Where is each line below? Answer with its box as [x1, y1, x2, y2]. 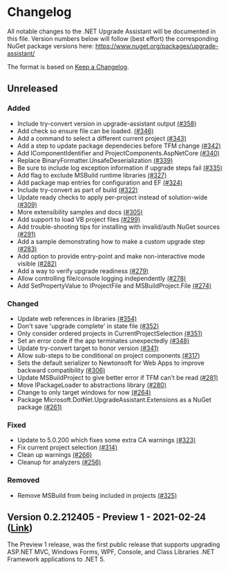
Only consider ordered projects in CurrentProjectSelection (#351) [17, 329, 202, 337]
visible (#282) [17, 259, 57, 268]
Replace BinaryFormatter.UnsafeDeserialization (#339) [17, 156, 173, 164]
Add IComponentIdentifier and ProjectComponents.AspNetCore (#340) [17, 148, 220, 157]
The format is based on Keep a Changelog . [7, 62, 129, 71]
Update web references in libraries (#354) [17, 314, 137, 322]
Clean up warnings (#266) [17, 451, 93, 459]
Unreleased [7, 83, 59, 94]
